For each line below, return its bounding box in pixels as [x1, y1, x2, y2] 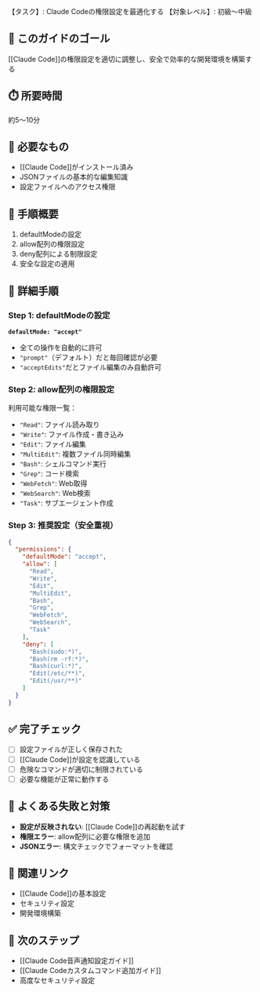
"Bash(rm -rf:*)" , [28, 655, 89, 663]
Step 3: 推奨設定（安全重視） [8, 520, 118, 531]
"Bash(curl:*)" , [28, 662, 82, 670]
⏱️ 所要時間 [8, 89, 63, 103]
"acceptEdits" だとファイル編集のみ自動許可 [19, 362, 162, 371]
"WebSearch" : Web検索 [19, 489, 92, 498]
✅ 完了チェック [8, 723, 81, 736]
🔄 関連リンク [8, 866, 69, 880]
